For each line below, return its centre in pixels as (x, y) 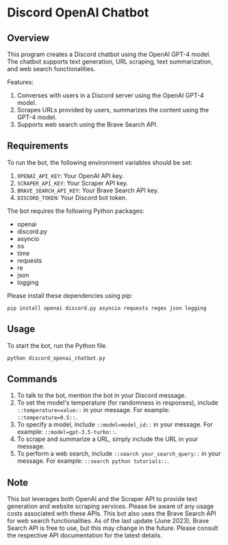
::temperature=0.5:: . (47, 417)
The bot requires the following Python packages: (76, 211)
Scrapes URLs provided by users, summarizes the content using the (113, 110)
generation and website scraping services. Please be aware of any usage (111, 506)
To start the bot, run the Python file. (58, 345)
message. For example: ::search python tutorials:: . (93, 461)
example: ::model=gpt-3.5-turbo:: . (67, 432)
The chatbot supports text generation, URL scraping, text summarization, (110, 62)
